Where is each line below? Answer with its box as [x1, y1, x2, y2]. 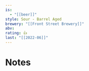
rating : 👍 [5, 30, 28, 35]
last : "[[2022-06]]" [5, 35, 49, 40]
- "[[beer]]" [10, 12, 37, 17]
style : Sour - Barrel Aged [5, 16, 62, 21]
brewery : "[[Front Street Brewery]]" [5, 21, 84, 26]
